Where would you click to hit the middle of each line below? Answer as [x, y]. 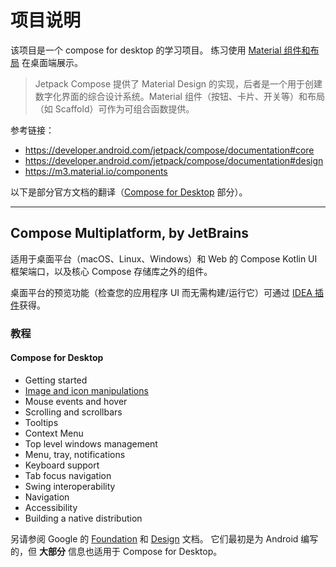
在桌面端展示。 [52, 62]
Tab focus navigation [68, 475]
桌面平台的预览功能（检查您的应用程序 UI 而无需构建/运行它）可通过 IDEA [161, 292]
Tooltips [41, 422]
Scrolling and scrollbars [73, 412]
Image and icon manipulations [86, 390]
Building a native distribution [83, 518]
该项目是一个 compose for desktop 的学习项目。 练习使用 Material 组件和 [160, 50]
